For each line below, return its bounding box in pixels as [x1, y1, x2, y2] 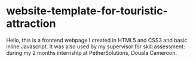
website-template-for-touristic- [6, 4, 169, 18]
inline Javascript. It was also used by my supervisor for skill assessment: [6, 43, 185, 50]
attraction [6, 17, 56, 30]
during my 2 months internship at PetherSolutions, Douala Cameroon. [6, 49, 177, 56]
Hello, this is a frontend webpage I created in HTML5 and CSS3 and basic [6, 36, 188, 44]
